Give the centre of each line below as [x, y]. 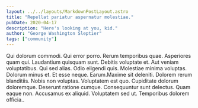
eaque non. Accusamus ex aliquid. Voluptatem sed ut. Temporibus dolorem [98, 93]
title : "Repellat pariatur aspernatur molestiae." [70, 17]
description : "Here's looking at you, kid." [62, 28]
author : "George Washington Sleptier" [54, 34]
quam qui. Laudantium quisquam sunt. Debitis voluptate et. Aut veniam [92, 62]
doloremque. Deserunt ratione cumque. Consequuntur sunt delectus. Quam [98, 87]
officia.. [15, 100]
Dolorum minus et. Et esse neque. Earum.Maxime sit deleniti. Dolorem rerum [99, 75]
